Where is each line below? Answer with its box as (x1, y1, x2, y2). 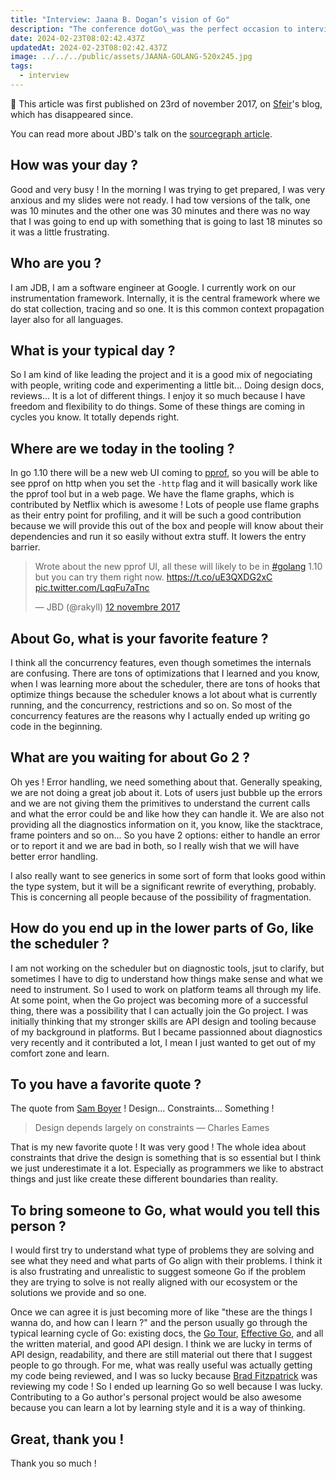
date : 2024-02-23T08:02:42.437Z (10, 33, 145, 43)
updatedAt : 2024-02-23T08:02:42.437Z (10, 42, 168, 53)
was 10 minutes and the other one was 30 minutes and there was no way (10, 204, 311, 216)
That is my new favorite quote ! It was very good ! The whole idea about (10, 1141, 307, 1153)
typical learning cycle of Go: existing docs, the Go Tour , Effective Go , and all (10, 1327, 324, 1340)
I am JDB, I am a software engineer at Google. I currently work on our (10, 281, 297, 293)
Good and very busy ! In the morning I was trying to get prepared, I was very (10, 183, 326, 195)
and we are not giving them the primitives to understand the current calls (10, 797, 311, 809)
